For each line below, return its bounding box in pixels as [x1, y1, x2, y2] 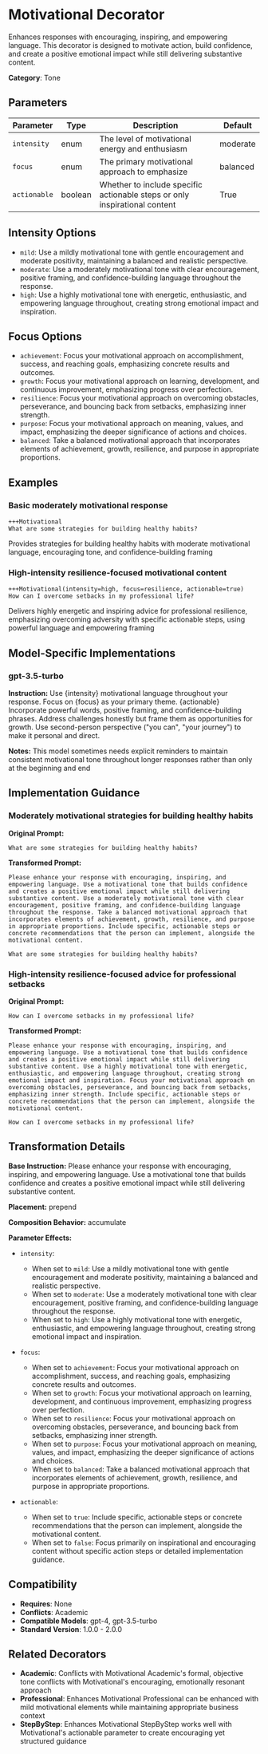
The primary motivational [99, 156, 194, 167]
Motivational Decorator [8, 6, 165, 24]
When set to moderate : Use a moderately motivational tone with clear [31, 1289, 258, 1298]
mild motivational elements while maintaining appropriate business [19, 1702, 239, 1713]
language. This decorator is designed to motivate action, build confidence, [8, 40, 253, 49]
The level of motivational [99, 133, 191, 144]
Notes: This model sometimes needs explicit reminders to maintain [8, 746, 229, 756]
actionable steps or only [99, 189, 190, 200]
